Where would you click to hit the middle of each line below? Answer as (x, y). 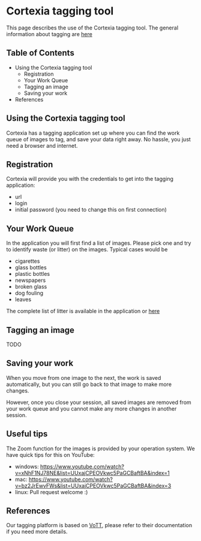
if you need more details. (37, 532)
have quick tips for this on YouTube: (50, 454)
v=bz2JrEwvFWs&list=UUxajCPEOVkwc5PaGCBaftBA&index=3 (93, 486)
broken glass (31, 287)
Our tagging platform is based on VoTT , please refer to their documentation (99, 525)
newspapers (30, 280)
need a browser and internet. (42, 145)
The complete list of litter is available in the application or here (83, 311)
